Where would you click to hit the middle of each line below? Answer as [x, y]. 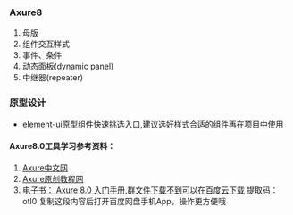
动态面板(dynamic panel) [68, 66]
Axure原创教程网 [53, 178]
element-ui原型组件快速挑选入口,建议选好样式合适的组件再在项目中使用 [153, 124]
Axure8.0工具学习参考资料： [63, 146]
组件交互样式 [46, 44]
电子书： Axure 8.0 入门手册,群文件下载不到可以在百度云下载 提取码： [150, 190]
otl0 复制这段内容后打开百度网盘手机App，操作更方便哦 [124, 201]
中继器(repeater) [52, 78]
